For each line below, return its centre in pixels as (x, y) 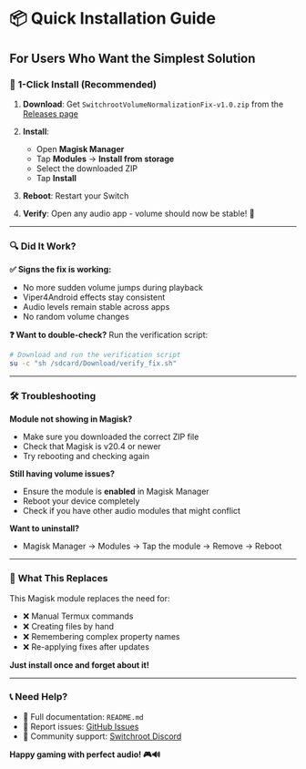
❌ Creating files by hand (68, 626)
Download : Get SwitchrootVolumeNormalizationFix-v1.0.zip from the (153, 104)
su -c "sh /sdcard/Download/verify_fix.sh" (93, 364)
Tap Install (56, 178)
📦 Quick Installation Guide (113, 19)
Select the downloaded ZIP (87, 168)
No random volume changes (76, 317)
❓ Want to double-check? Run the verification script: (109, 335)
